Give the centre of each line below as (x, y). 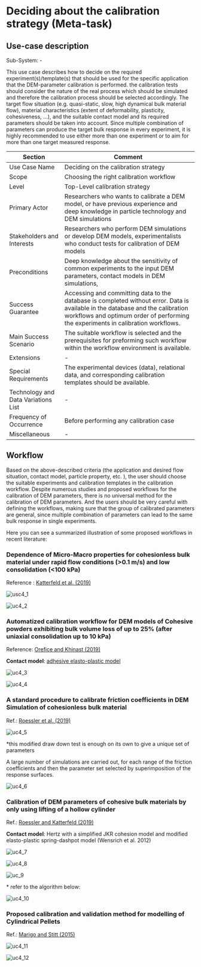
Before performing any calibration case (119, 420)
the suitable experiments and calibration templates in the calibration (90, 483)
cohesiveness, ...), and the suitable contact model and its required (88, 116)
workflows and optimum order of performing (127, 315)
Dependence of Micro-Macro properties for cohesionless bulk (98, 555)
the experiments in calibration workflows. (122, 323)
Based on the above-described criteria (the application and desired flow (95, 470)
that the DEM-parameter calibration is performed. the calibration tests (92, 85)
